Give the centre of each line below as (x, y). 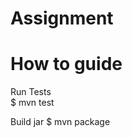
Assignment (62, 18)
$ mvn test (32, 103)
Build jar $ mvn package (60, 122)
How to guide (66, 64)
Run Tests (31, 92)
